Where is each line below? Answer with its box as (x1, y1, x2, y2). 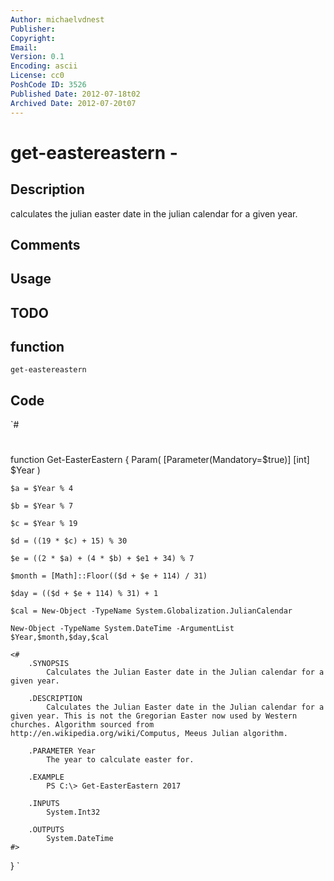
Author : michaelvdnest (10, 14, 105, 25)
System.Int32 (46, 807, 101, 818)
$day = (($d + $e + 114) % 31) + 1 (10, 589, 159, 599)
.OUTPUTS (28, 825, 65, 835)
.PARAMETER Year (28, 746, 97, 756)
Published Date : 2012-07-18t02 (10, 89, 141, 99)
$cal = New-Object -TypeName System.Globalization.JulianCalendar (10, 606, 293, 616)
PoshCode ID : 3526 (10, 80, 87, 90)
